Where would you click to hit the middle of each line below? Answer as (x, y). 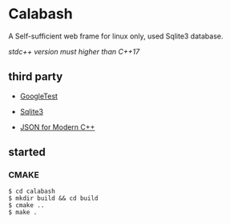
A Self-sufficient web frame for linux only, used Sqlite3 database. (116, 36)
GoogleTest (39, 96)
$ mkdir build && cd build (53, 198)
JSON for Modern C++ (57, 127)
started (27, 152)
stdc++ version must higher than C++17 (74, 51)
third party (36, 77)
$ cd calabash (32, 192)
